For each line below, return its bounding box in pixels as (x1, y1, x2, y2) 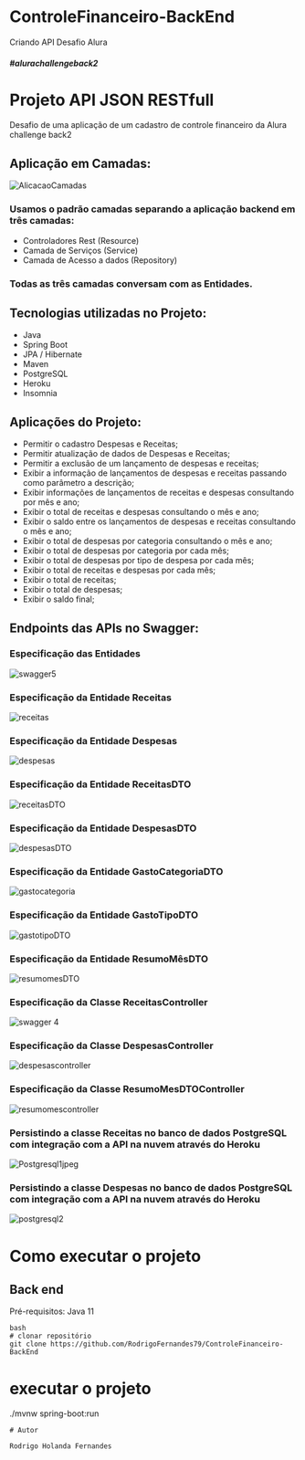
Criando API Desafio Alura (9, 37, 108, 47)
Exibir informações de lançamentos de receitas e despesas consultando (22, 487, 295, 499)
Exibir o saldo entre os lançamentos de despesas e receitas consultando (22, 516, 297, 527)
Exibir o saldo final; (22, 593, 95, 604)
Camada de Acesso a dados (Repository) (22, 254, 178, 266)
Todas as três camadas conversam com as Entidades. (9, 277, 253, 289)
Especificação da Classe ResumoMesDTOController (9, 1083, 245, 1096)
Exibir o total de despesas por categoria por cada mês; (22, 545, 230, 556)
